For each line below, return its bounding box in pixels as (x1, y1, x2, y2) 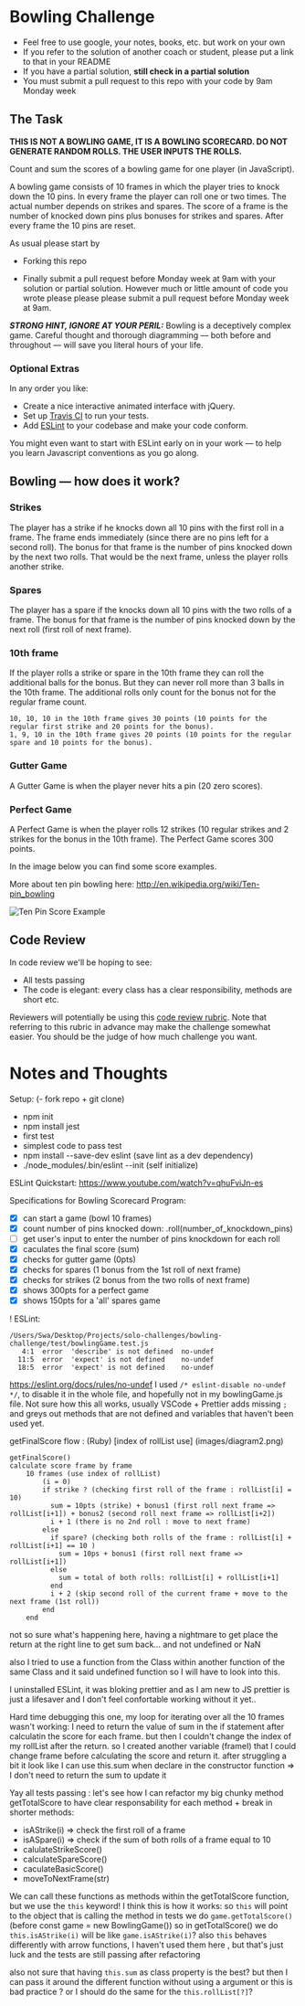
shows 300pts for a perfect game (22, 1285, 149, 1296)
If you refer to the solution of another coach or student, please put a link (22, 46, 294, 57)
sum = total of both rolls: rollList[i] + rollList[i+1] (58, 1574, 280, 1583)
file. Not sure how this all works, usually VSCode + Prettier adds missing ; (9, 1398, 288, 1409)
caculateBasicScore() (22, 1863, 104, 1874)
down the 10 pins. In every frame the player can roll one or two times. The (9, 190, 287, 202)
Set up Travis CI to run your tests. (22, 410, 149, 421)
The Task (9, 111, 64, 127)
